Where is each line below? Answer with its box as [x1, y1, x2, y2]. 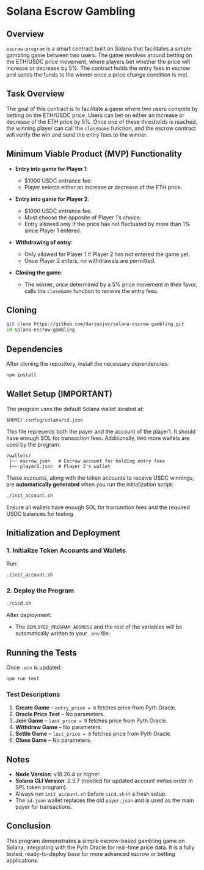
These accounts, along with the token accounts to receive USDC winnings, [6, 474, 194, 482]
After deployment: [6, 611, 52, 619]
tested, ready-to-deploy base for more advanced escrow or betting [6, 850, 175, 857]
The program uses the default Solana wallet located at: [6, 405, 145, 412]
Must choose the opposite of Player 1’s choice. [24, 213, 142, 221]
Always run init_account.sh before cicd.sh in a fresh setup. [15, 790, 167, 798]
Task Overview [6, 89, 65, 99]
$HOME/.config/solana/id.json [6, 417, 84, 423]
